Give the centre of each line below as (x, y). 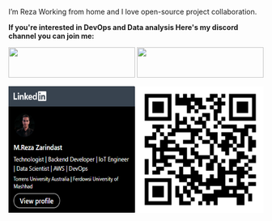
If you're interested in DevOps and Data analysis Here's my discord (123, 27)
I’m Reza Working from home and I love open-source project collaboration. (133, 12)
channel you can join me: (51, 36)
